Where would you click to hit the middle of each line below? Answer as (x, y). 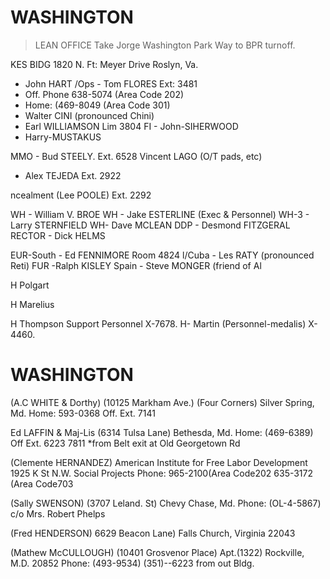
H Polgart (30, 285)
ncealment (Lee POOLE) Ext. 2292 (81, 195)
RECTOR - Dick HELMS (58, 235)
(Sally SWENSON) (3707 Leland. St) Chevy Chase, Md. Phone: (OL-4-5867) (166, 503)
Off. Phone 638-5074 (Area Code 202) (104, 94)
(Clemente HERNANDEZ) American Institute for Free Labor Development (159, 462)
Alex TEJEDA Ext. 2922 (73, 175)
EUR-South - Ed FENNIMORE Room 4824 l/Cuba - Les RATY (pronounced (162, 255)
